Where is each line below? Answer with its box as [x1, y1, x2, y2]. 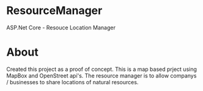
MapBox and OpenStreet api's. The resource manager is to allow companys [6, 71, 197, 79]
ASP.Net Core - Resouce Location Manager [6, 24, 116, 31]
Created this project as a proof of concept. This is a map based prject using [6, 65, 197, 73]
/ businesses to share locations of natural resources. [6, 78, 139, 86]
